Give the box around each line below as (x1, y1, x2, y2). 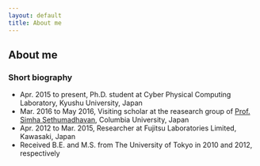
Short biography (8, 72, 73, 83)
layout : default (8, 11, 62, 20)
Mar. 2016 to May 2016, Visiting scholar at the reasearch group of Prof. (19, 107, 251, 116)
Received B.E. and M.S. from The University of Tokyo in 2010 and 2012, (19, 140, 253, 150)
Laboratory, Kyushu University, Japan (19, 98, 143, 108)
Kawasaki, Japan (19, 132, 76, 141)
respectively (19, 149, 61, 158)
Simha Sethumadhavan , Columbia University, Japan (19, 115, 189, 125)
